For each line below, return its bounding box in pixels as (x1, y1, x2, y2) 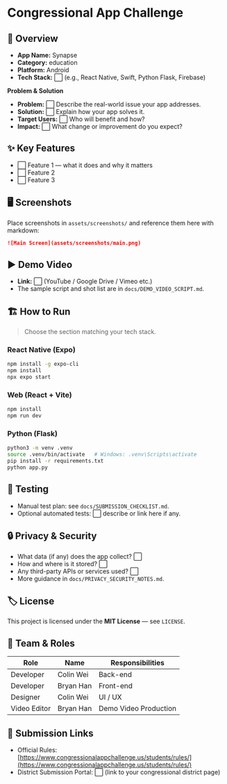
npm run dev (7, 413, 42, 419)
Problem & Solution (7, 87, 64, 95)
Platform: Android (17, 66, 69, 74)
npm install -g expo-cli (7, 360, 79, 368)
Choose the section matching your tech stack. (24, 328, 156, 336)
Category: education (17, 58, 78, 67)
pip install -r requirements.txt (7, 458, 104, 465)
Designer (10, 692, 40, 702)
